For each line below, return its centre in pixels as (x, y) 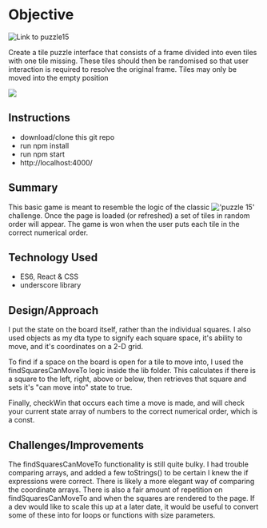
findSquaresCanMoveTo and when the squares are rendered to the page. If (132, 498)
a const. (22, 420)
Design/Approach (54, 310)
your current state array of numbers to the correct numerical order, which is (133, 411)
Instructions (39, 118)
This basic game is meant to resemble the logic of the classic (109, 207)
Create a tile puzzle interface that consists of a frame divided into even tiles (133, 52)
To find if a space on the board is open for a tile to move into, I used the (126, 362)
